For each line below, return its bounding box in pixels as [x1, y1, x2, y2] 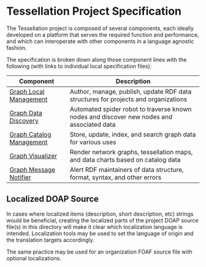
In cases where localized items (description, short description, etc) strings [6, 210, 194, 217]
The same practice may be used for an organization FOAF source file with [6, 248, 193, 255]
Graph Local [9, 87, 45, 96]
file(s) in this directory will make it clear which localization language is [6, 223, 183, 230]
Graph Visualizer [9, 151, 58, 160]
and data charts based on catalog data [69, 155, 181, 164]
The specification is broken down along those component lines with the [6, 56, 187, 63]
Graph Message [9, 165, 56, 174]
